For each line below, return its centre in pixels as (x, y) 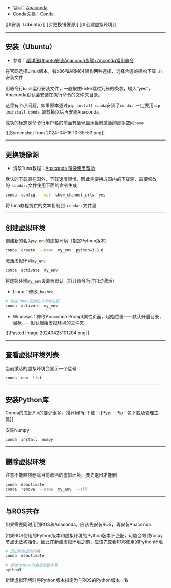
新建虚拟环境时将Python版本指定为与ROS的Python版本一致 (67, 580)
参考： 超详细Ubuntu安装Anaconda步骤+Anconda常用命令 (73, 60)
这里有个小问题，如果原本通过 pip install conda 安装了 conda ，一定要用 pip (83, 105)
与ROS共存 (22, 511)
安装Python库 (27, 399)
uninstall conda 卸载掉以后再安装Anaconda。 (54, 111)
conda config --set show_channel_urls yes (55, 195)
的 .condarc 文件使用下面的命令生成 (41, 185)
